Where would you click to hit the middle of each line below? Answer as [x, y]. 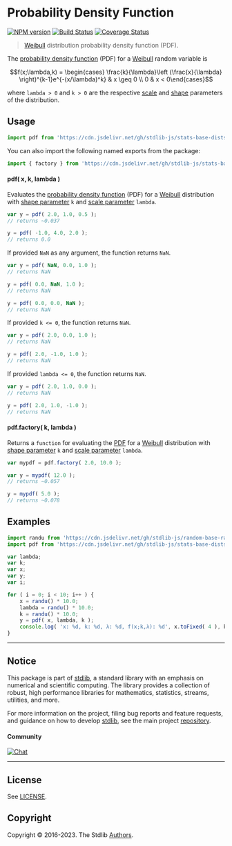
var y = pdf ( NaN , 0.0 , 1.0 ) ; [52, 266]
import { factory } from [43, 164]
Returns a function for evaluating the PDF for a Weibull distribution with [109, 442]
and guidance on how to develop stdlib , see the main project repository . [109, 720]
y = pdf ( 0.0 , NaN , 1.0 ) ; [46, 284]
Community [25, 736]
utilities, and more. [33, 700]
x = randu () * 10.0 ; [49, 601]
